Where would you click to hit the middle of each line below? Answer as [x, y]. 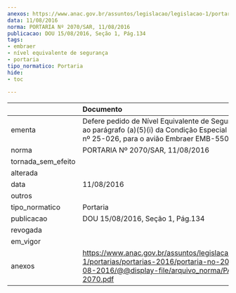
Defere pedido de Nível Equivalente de [146, 122]
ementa [24, 130]
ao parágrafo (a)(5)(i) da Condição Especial [155, 130]
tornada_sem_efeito [43, 162]
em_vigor [26, 242]
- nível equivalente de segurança [58, 53]
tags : [15, 40]
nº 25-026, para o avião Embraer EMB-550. [157, 139]
